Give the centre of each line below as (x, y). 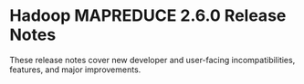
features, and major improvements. (75, 70)
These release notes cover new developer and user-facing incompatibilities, (152, 60)
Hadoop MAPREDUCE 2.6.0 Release (148, 16)
